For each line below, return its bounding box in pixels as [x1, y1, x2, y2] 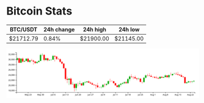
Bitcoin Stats [6, 4, 73, 18]
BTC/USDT [10, 26, 38, 33]
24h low [118, 26, 140, 33]
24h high [82, 26, 107, 33]
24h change [43, 26, 75, 33]
